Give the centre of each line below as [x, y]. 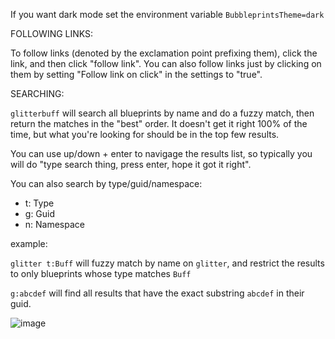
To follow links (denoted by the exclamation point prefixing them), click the [164, 53]
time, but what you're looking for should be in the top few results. [145, 134]
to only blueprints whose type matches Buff [101, 273]
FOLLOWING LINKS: [52, 33]
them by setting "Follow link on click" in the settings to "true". [136, 74]
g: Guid [40, 213]
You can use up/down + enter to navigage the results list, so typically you [161, 153]
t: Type [39, 203]
